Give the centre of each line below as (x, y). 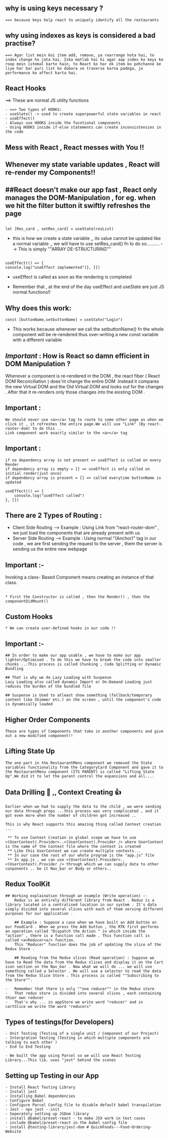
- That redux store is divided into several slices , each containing (83, 993)
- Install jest (21, 1092)
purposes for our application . (39, 913)
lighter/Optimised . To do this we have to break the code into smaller (83, 660)
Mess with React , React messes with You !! (75, 147)
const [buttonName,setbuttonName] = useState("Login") (64, 320)
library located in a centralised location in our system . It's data (81, 905)
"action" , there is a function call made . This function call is (78, 936)
